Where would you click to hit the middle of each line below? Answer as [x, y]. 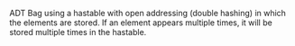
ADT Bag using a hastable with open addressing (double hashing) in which [148, 13]
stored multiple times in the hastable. [78, 32]
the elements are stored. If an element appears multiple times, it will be [141, 23]
